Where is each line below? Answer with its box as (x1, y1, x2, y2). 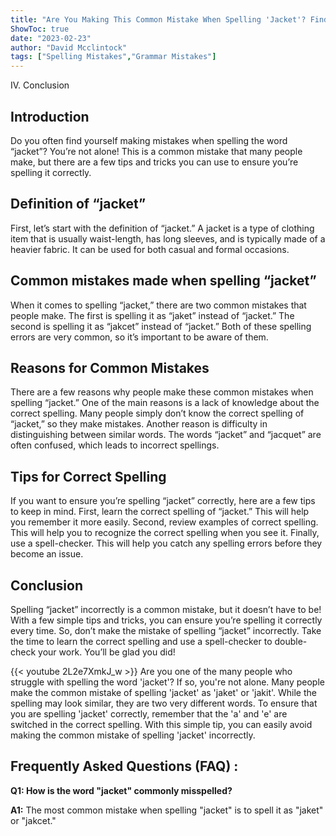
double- (274, 636, 308, 647)
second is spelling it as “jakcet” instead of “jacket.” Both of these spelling (10, 320, 312, 332)
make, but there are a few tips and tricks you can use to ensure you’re (10, 156, 299, 168)
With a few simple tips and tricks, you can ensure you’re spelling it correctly (10, 614, 323, 626)
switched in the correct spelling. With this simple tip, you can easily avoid (10, 719, 313, 730)
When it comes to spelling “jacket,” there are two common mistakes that (10, 299, 307, 311)
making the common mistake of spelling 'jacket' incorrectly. (10, 729, 256, 741)
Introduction (10, 108, 90, 125)
